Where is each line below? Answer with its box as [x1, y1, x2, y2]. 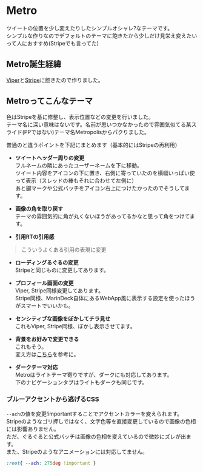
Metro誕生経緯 [6, 59, 62, 70]
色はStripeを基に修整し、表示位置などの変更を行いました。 [6, 113, 155, 120]
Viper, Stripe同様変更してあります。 [15, 286, 104, 294]
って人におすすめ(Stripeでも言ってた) [6, 39, 99, 47]
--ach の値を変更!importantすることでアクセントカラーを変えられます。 [6, 410, 183, 417]
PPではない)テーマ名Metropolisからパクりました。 [24, 128, 150, 135]
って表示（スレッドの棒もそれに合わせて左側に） [15, 177, 138, 184]
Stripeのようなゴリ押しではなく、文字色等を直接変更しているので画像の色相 [6, 417, 196, 425]
